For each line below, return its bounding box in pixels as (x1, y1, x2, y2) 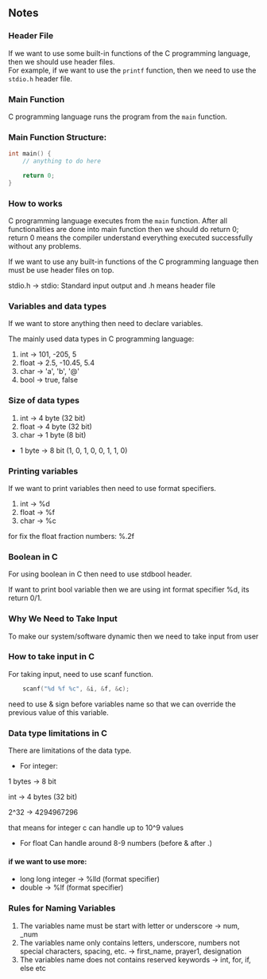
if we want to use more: (8, 856, 87, 866)
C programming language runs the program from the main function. (8, 112, 228, 121)
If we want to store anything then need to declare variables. (8, 319, 203, 328)
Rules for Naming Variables (8, 902, 116, 914)
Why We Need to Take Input (8, 613, 118, 624)
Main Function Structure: (8, 132, 107, 143)
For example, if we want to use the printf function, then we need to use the (8, 65, 257, 75)
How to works (8, 198, 63, 209)
